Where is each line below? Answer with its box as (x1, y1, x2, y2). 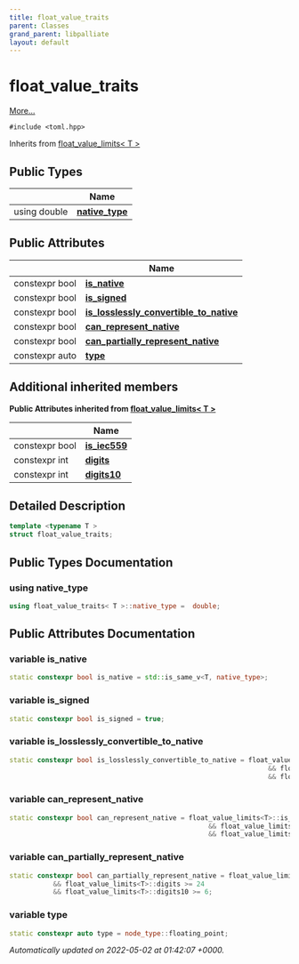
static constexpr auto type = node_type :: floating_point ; (9, 928, 229, 938)
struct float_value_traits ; (9, 530, 114, 539)
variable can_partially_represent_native (9, 851, 184, 864)
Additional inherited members (9, 380, 179, 395)
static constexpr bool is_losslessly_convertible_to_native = (9, 755, 245, 765)
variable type (9, 909, 69, 921)
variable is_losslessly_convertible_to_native (9, 735, 204, 748)
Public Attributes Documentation (9, 626, 196, 641)
